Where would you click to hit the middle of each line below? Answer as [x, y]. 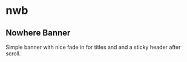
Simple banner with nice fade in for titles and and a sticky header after [93, 47]
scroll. [13, 54]
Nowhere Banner [38, 33]
